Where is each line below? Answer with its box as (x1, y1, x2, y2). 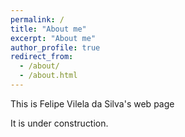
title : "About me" (10, 24, 87, 34)
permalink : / (10, 14, 65, 25)
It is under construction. (10, 117, 109, 129)
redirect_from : (10, 52, 74, 62)
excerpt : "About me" (10, 33, 97, 43)
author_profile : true (10, 42, 101, 53)
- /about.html (19, 71, 78, 81)
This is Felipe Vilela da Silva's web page (10, 97, 175, 110)
